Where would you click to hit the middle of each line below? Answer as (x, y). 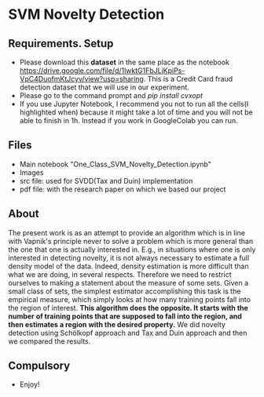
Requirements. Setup (61, 44)
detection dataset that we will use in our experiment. (104, 87)
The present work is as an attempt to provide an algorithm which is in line (127, 232)
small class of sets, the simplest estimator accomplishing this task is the (125, 291)
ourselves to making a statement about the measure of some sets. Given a (128, 282)
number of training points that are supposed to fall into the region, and (125, 316)
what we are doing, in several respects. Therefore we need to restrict (120, 274)
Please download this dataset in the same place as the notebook (125, 62)
